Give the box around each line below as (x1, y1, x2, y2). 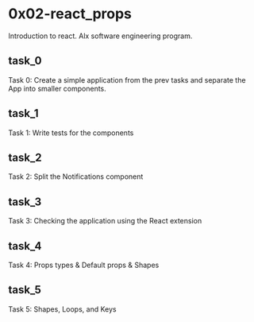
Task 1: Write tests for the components (8, 128, 134, 138)
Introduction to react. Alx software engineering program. (8, 31, 193, 41)
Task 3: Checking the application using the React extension (8, 216, 202, 226)
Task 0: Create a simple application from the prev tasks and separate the (8, 75, 246, 84)
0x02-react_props (8, 5, 133, 23)
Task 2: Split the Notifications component (8, 172, 144, 181)
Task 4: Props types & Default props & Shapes (8, 260, 160, 270)
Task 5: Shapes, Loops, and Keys (8, 304, 117, 314)
